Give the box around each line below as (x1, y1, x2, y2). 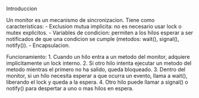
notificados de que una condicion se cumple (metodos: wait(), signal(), (6, 36, 179, 42)
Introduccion (6, 5, 37, 12)
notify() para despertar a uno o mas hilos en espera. (6, 85, 134, 91)
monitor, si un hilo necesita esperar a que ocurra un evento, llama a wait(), (6, 72, 188, 79)
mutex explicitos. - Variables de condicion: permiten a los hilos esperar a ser (6, 29, 194, 36)
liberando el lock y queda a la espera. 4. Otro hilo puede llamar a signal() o (6, 78, 188, 86)
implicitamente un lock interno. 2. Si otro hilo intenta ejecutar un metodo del (6, 59, 192, 67)
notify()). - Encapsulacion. (6, 42, 70, 49)
